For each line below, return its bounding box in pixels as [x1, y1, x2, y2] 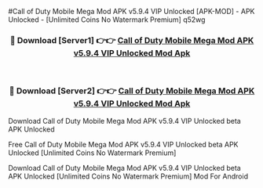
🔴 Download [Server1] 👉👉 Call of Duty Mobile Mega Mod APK [9, 34, 254, 45]
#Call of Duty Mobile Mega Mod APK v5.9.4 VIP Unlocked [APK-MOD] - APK [8, 7, 255, 16]
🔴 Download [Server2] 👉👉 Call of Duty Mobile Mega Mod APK [9, 85, 255, 96]
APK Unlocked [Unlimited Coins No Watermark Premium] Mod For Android [8, 172, 249, 181]
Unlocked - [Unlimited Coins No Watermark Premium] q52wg [8, 15, 206, 24]
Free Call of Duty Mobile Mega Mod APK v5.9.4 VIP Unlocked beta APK [8, 139, 239, 149]
